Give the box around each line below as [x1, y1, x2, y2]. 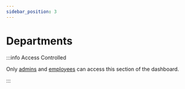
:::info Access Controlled [6, 54, 66, 61]
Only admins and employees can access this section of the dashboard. [6, 65, 180, 72]
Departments [6, 34, 73, 47]
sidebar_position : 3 [6, 8, 58, 15]
